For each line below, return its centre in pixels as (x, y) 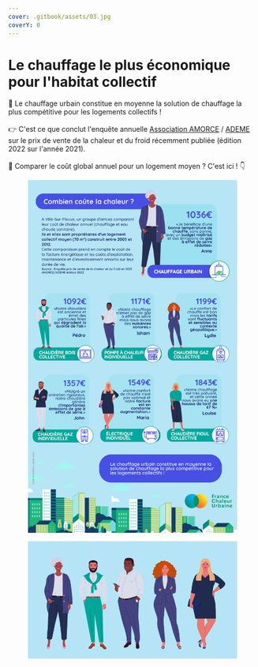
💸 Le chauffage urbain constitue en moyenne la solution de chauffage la (125, 103)
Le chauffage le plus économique (120, 65)
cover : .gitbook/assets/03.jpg (60, 17)
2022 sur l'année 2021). (47, 149)
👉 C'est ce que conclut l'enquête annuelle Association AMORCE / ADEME (129, 129)
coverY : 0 (24, 25)
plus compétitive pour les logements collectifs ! (85, 112)
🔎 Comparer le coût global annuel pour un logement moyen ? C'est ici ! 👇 (127, 167)
